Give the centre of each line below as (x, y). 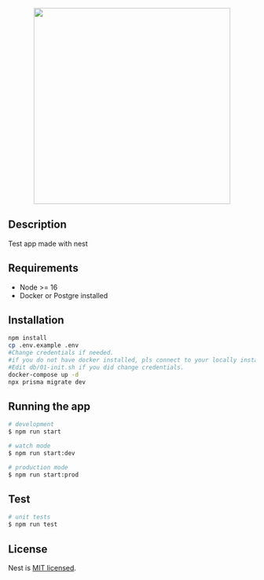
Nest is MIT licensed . (42, 568)
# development (31, 425)
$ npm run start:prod (44, 475)
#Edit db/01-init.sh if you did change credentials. (96, 367)
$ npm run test (33, 525)
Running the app (49, 406)
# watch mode (29, 446)
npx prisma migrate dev (47, 382)
